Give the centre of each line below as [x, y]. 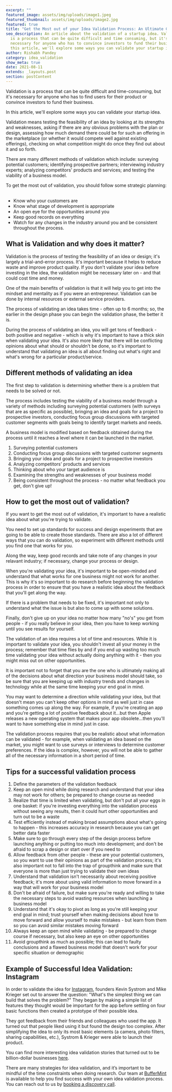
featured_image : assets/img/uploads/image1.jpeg [58, 15]
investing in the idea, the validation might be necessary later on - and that [83, 272]
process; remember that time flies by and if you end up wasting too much [83, 650]
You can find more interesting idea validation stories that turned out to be [83, 1052]
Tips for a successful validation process [71, 772]
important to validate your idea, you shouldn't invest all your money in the [83, 644]
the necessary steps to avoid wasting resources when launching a [83, 898]
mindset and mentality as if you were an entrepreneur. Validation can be [81, 293]
